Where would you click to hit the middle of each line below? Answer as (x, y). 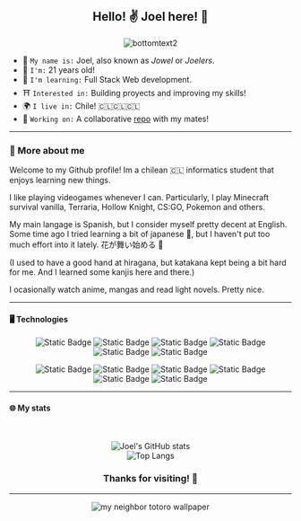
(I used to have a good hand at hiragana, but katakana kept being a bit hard (148, 263)
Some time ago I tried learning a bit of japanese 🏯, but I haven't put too (140, 234)
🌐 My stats (30, 408)
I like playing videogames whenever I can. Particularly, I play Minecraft (139, 198)
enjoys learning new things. (60, 181)
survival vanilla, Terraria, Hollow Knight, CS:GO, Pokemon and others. (138, 208)
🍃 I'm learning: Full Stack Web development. (107, 79)
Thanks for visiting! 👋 (150, 479)
